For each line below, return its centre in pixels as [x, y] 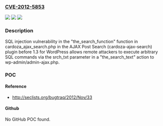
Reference [16, 86]
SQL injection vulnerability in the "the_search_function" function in [72, 41]
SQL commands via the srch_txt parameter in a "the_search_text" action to [80, 57]
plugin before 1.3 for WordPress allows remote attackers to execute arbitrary [81, 52]
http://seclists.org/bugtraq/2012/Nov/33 [52, 97]
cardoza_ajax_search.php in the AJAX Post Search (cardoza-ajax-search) [79, 46]
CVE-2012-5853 [25, 7]
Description [19, 31]
